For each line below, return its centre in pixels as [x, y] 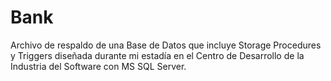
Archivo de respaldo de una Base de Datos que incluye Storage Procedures [166, 45]
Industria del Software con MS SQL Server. [98, 66]
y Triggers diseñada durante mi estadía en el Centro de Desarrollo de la [157, 55]
